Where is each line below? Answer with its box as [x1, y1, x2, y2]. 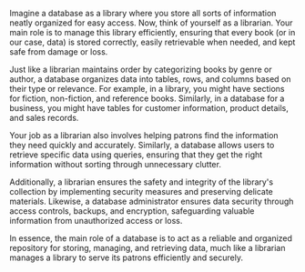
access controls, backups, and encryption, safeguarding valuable [9, 206, 255, 217]
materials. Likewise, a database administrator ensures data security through [9, 196, 294, 207]
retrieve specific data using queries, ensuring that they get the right [9, 149, 263, 160]
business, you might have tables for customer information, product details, [9, 103, 290, 113]
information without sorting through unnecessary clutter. [9, 159, 221, 169]
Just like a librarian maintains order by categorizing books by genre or [9, 64, 272, 75]
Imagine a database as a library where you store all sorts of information [9, 8, 277, 18]
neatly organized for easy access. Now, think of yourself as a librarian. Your [9, 17, 293, 28]
